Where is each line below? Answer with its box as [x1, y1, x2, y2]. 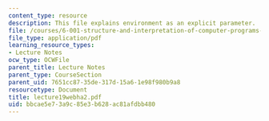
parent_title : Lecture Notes [8, 64, 106, 72]
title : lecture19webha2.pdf [8, 93, 102, 101]
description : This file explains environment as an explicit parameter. [8, 19, 256, 27]
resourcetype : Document [8, 85, 88, 94]
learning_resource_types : [8, 41, 94, 49]
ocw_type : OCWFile [8, 57, 70, 64]
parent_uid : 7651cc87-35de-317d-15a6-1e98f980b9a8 [8, 78, 181, 86]
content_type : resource [8, 11, 88, 20]
